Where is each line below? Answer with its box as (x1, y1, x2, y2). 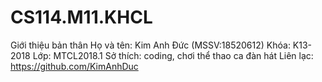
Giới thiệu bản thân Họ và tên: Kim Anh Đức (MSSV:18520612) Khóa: (10, 39, 291, 51)
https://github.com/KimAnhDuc (10, 60, 139, 72)
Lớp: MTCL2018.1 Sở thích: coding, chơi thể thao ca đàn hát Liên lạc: (32, 49, 314, 61)
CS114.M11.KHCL (10, 6, 153, 29)
